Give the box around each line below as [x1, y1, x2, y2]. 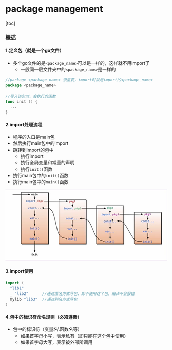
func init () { [5, 99, 38, 104]
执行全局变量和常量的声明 [20, 160, 75, 166]
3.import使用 [5, 268, 33, 274]
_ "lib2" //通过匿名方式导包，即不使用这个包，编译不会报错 [10, 291, 135, 297]
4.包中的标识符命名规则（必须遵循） [5, 314, 82, 320]
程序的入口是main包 [12, 134, 55, 140]
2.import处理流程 [5, 121, 43, 127]
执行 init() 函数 [20, 166, 53, 172]
